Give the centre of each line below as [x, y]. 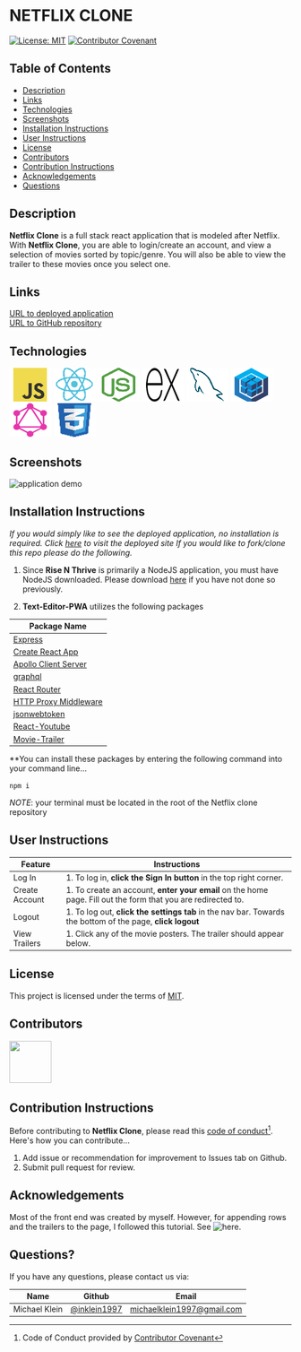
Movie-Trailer [39, 739]
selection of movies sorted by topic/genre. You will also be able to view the [148, 254]
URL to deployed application [61, 314]
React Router [37, 689]
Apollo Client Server [50, 664]
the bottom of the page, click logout [133, 922]
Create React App [46, 652]
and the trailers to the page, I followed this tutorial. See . [125, 1226]
